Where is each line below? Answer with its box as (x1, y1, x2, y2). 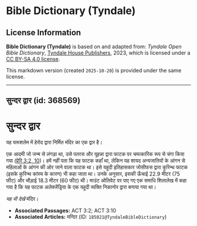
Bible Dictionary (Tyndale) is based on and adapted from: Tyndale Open (6, 43, 182, 50)
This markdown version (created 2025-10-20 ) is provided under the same (6, 67, 182, 74)
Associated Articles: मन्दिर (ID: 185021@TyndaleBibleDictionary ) (14, 213, 167, 221)
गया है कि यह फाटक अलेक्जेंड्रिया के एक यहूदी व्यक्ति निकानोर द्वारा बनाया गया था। (6, 184, 157, 191)
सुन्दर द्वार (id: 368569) (6, 96, 81, 106)
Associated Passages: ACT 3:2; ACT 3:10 (14, 207, 116, 214)
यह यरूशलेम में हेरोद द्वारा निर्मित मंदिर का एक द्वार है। (6, 139, 103, 146)
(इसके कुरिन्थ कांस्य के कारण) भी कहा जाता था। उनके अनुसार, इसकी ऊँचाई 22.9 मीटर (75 (6, 170, 180, 177)
